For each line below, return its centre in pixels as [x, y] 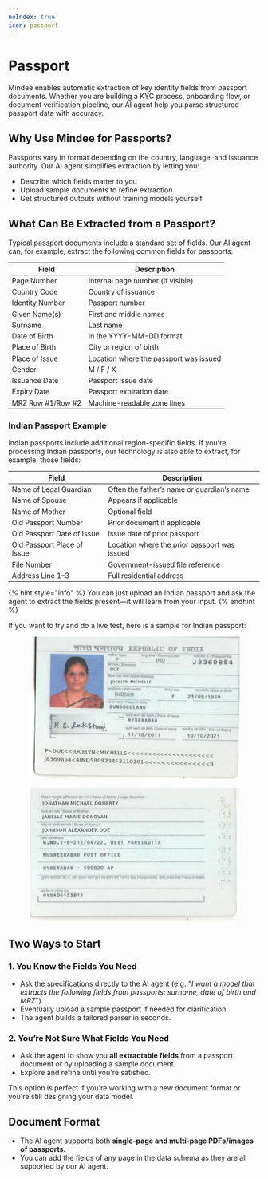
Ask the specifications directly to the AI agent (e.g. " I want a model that [137, 984]
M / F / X [102, 369]
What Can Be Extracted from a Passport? [112, 224]
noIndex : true [32, 17]
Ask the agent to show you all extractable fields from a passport [126, 1056]
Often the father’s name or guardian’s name [178, 489]
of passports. [43, 1149]
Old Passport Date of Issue [55, 534]
